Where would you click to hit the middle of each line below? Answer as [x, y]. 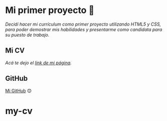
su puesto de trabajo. [27, 35]
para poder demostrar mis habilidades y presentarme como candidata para [84, 29]
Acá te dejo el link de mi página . [38, 63]
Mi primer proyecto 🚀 [50, 10]
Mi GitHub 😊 [19, 90]
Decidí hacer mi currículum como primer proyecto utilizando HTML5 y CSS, [83, 24]
